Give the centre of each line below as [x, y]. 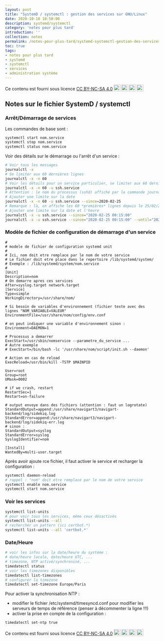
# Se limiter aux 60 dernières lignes [44, 174]
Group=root [16, 375]
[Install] [15, 448]
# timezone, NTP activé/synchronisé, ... [48, 562]
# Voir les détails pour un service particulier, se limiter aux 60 [76, 183]
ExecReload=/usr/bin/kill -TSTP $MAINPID [48, 362]
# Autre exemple [21, 345]
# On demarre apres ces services [39, 281]
